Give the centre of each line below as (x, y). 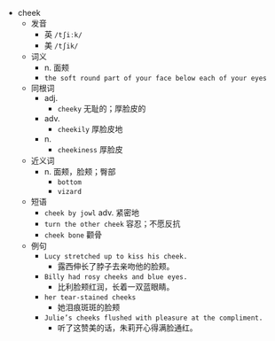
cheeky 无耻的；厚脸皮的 (102, 108)
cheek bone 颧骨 (73, 235)
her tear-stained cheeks (90, 298)
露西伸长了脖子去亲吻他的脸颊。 (116, 266)
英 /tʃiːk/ (63, 34)
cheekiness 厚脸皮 (90, 149)
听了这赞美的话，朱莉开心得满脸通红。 (127, 328)
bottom (70, 182)
